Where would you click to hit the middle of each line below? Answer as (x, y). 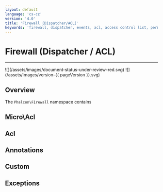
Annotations (24, 150)
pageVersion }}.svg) (80, 75)
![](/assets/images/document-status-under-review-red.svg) (65, 70)
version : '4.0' (20, 18)
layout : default (21, 9)
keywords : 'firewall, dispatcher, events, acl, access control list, (77, 28)
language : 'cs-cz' (24, 14)
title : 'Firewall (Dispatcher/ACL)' (42, 23)
